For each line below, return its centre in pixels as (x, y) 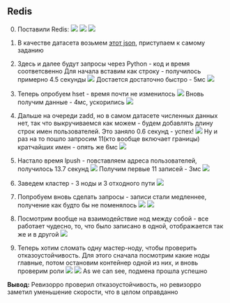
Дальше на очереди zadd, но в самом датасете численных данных (117, 115)
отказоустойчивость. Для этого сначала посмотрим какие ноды (114, 255)
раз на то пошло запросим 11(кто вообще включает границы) (108, 138)
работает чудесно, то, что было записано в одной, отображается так (120, 226)
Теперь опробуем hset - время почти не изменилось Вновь (110, 94)
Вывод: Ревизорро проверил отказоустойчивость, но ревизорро (104, 284)
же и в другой (38, 234)
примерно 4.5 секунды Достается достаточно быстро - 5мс (111, 79)
